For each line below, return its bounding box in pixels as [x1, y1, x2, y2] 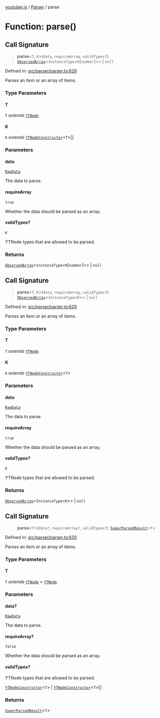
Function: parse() [5, 21, 77, 32]
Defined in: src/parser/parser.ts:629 [5, 304, 77, 310]
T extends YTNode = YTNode [5, 579, 57, 585]
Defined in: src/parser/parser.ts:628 [5, 68, 77, 74]
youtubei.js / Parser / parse [5, 4, 60, 10]
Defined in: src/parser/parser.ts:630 [5, 534, 77, 540]
